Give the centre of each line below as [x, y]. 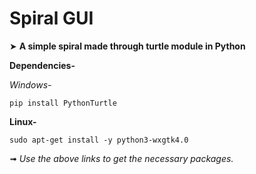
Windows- [30, 84]
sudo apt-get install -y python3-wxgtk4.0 [99, 140]
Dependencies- [42, 65]
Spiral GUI [51, 18]
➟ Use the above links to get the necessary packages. [121, 158]
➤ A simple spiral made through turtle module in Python [127, 46]
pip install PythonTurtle [63, 103]
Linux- [23, 121]
